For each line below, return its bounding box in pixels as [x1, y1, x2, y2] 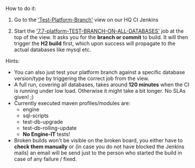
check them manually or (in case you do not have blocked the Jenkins [13, 143, 184, 150]
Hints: [5, 58, 20, 64]
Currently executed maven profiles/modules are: [13, 100, 131, 107]
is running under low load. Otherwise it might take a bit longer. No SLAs [13, 87, 186, 94]
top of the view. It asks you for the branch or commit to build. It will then [13, 34, 189, 40]
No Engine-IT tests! [22, 131, 71, 138]
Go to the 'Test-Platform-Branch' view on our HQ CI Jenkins [13, 16, 159, 23]
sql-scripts [22, 112, 49, 119]
